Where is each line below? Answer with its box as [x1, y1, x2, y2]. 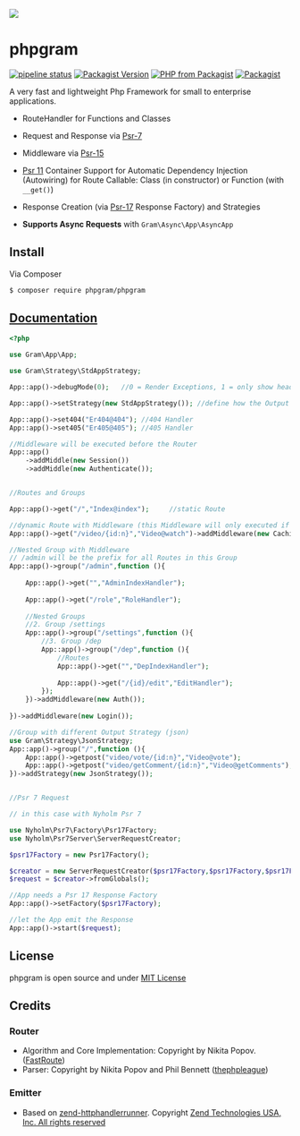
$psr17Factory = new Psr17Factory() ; [9, 850, 150, 859]
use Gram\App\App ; [9, 350, 78, 360]
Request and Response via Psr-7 [21, 130, 143, 141]
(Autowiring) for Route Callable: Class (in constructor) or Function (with [21, 175, 284, 185]
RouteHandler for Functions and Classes [21, 113, 171, 124]
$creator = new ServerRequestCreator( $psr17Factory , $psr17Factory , [9, 867, 266, 875]
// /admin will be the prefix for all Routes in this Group [9, 553, 238, 563]
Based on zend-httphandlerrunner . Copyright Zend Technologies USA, [21, 1106, 282, 1118]
